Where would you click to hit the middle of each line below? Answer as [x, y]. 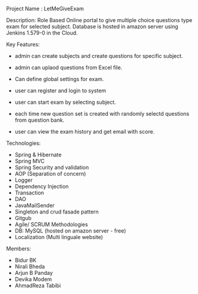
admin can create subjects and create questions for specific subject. [99, 56]
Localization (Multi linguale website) [59, 237]
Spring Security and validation [52, 167]
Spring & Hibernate [38, 155]
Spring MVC [30, 161]
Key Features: [23, 44]
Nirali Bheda [30, 267]
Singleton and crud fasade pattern [57, 212]
